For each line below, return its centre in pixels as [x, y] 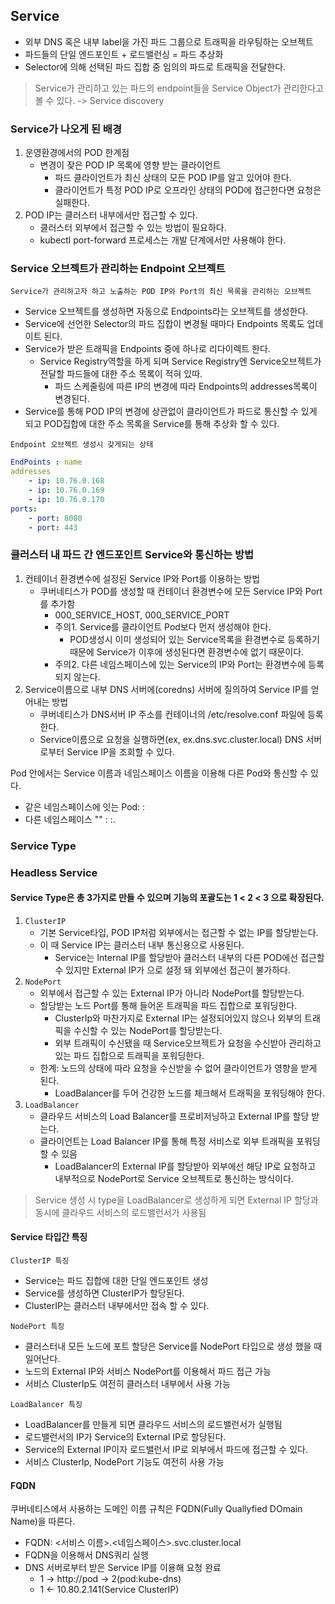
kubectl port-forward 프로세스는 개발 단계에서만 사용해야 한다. [163, 240]
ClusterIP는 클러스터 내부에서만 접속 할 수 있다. [117, 1305]
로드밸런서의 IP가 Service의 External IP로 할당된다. [125, 1436]
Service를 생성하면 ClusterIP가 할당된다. [104, 1293]
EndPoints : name [46, 462]
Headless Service [54, 872]
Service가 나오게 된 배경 [66, 129]
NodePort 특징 [37, 1326]
